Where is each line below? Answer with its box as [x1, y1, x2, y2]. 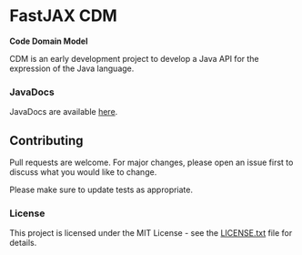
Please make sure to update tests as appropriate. [9, 184, 194, 196]
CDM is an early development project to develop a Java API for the [9, 53, 259, 64]
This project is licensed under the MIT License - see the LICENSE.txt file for [9, 228, 293, 239]
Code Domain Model [9, 36, 88, 46]
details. [9, 238, 37, 249]
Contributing [9, 133, 84, 148]
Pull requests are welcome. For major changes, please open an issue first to [9, 157, 294, 168]
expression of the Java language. [9, 63, 135, 74]
